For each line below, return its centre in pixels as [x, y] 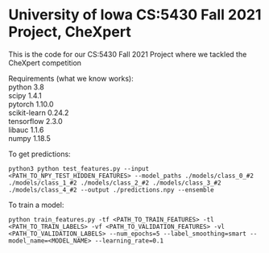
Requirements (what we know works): [71, 78]
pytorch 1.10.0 [31, 104]
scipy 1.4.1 [25, 95]
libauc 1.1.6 [26, 130]
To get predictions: [39, 154]
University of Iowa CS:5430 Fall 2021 [135, 15]
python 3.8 [26, 87]
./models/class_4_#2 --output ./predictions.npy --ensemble [112, 190]
